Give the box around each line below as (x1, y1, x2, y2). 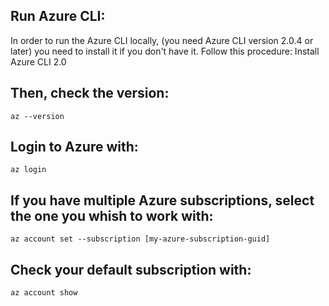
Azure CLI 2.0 (10, 55, 67, 68)
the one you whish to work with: (10, 207, 214, 224)
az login (10, 165, 47, 175)
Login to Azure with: (10, 139, 139, 156)
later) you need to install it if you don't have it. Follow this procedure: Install (10, 45, 320, 57)
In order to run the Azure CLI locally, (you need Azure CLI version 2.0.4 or (10, 34, 314, 46)
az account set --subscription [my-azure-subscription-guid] (10, 234, 271, 244)
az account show (10, 288, 78, 298)
